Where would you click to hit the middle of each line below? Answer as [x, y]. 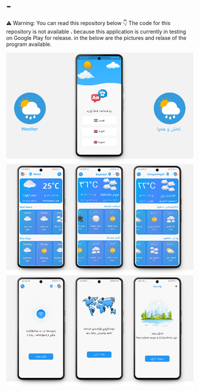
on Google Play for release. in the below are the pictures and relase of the [96, 37]
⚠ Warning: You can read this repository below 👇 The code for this [89, 23]
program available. [29, 44]
